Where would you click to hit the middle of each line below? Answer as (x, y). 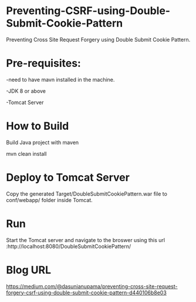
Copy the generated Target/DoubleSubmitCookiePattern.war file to (87, 194)
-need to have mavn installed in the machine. (60, 79)
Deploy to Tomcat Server (68, 177)
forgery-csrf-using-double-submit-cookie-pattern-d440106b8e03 (87, 293)
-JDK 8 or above (26, 91)
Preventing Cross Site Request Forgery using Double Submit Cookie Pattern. (98, 39)
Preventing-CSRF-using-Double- (88, 11)
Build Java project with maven (43, 142)
